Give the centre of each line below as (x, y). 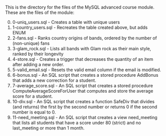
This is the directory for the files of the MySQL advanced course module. (80, 7)
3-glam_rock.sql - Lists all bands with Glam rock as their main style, (82, 49)
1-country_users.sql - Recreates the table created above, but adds (80, 27)
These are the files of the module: (40, 12)
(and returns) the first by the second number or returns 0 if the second (85, 107)
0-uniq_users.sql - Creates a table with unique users (66, 22)
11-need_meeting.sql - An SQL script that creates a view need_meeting (85, 117)
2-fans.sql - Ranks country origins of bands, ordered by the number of (85, 38)
